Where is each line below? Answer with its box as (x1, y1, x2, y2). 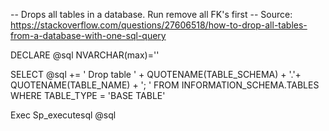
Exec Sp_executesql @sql (10, 109, 117, 121)
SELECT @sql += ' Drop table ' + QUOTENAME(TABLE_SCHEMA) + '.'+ (10, 69, 302, 80)
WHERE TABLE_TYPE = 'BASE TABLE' (10, 90, 166, 101)
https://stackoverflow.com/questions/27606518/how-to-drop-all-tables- (10, 19, 308, 31)
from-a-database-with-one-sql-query (10, 30, 167, 41)
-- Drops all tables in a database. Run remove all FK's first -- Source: (10, 9, 293, 20)
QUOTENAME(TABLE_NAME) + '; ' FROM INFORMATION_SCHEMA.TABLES (10, 79, 320, 91)
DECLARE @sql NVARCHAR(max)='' (10, 49, 160, 61)
